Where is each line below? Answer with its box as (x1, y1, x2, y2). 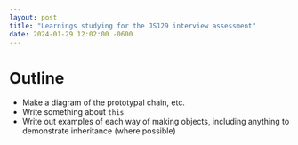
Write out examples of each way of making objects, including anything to (21, 117, 290, 127)
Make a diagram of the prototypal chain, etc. (21, 97, 185, 108)
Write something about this (21, 107, 125, 117)
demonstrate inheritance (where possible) (21, 125, 176, 136)
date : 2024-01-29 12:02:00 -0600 (9, 29, 133, 38)
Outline (9, 68, 65, 88)
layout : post (9, 12, 58, 22)
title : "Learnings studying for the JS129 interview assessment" (9, 21, 256, 30)
